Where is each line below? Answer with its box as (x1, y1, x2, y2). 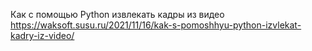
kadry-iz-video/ (10, 30, 75, 41)
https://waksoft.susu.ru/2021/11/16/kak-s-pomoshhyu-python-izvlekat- (10, 19, 302, 31)
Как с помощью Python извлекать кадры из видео (10, 9, 225, 20)
